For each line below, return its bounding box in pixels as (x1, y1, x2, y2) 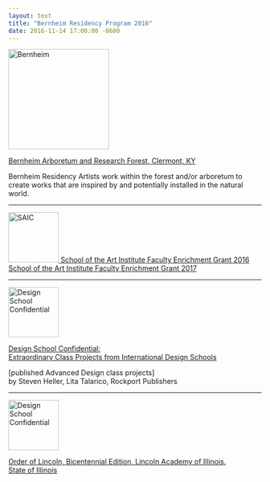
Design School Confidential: (8, 344, 100, 353)
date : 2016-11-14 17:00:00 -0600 (8, 27, 121, 35)
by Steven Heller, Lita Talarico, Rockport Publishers (8, 377, 178, 386)
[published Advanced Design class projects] (8, 368, 155, 378)
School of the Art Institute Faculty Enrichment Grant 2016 (59, 255, 250, 265)
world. (8, 189, 30, 198)
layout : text (8, 11, 52, 20)
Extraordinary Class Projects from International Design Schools (8, 353, 217, 362)
